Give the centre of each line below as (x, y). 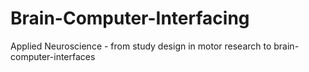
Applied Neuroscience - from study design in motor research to (141, 46)
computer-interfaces (53, 56)
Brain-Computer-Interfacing (130, 18)
